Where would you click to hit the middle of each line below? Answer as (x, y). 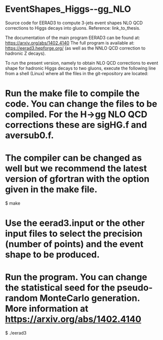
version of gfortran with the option (77, 179)
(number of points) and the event (74, 244)
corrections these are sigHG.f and (76, 125)
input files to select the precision (74, 234)
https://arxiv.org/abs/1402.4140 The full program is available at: (70, 42)
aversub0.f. (30, 136)
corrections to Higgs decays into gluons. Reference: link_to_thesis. (73, 28)
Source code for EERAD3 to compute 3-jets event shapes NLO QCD (74, 23)
